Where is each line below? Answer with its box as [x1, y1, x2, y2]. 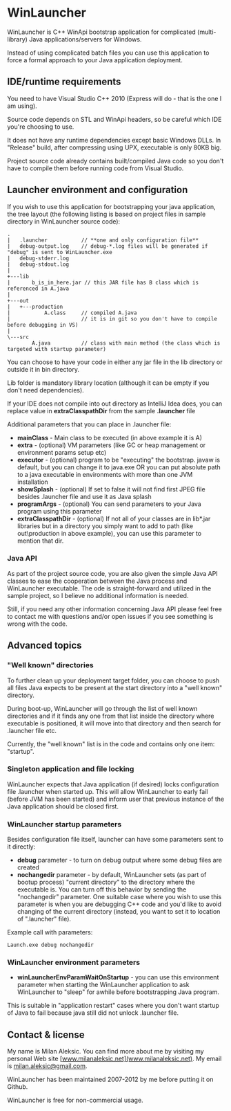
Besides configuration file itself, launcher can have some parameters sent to [7, 835, 224, 844]
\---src [7, 334, 30, 341]
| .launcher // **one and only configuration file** [7, 237, 199, 244]
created [17, 863, 40, 871]
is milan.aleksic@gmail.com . [7, 1062, 88, 1070]
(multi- [197, 28, 217, 36]
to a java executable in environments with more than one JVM [17, 470, 193, 478]
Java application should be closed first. [7, 802, 119, 811]
